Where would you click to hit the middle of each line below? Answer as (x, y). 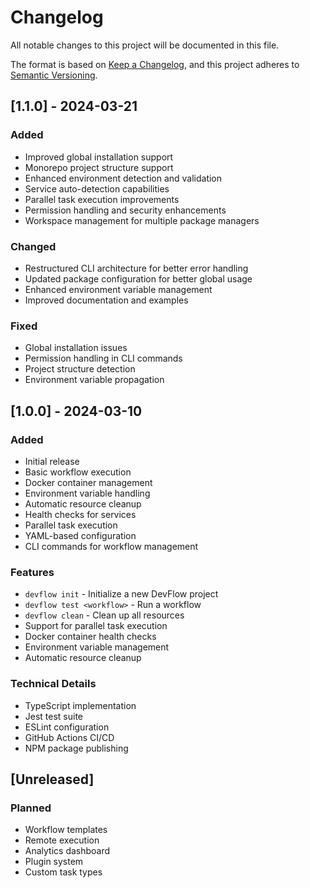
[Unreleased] (52, 779)
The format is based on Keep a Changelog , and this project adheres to (155, 64)
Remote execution (62, 840)
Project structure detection (80, 369)
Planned (31, 808)
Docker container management (88, 482)
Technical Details (53, 684)
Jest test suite (54, 716)
